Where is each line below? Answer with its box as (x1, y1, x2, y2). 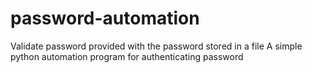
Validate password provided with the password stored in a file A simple (10, 40, 303, 52)
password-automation (10, 7, 200, 30)
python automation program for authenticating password (10, 50, 244, 62)
